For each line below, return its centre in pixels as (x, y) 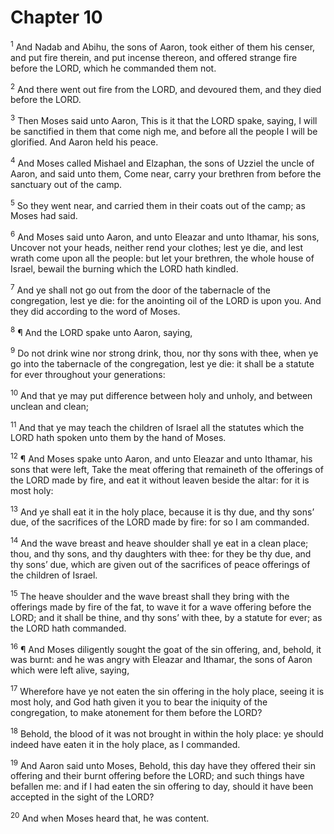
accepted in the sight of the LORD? (82, 797)
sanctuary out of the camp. (66, 184)
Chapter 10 (56, 17)
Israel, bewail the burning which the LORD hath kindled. (124, 268)
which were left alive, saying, (70, 670)
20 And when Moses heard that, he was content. (110, 818)
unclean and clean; (49, 406)
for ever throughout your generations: (88, 374)
